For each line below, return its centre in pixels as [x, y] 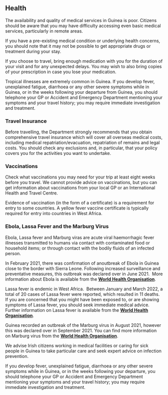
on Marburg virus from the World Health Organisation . [62, 336]
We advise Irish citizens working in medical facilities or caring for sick [77, 345]
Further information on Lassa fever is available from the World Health [77, 310]
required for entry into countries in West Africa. [54, 214]
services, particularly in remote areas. [44, 31]
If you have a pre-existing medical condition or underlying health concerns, [83, 41]
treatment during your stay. [33, 51]
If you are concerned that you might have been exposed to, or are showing [82, 299]
